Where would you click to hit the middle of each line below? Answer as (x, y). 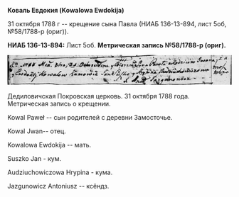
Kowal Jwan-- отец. (37, 131)
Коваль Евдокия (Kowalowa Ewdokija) (66, 10)
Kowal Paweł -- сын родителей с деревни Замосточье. (90, 118)
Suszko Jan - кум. (34, 159)
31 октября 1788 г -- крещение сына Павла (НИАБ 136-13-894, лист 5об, (117, 24)
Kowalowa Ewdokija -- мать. (49, 145)
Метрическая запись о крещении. (59, 104)
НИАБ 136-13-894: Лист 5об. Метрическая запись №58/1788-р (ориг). (117, 45)
